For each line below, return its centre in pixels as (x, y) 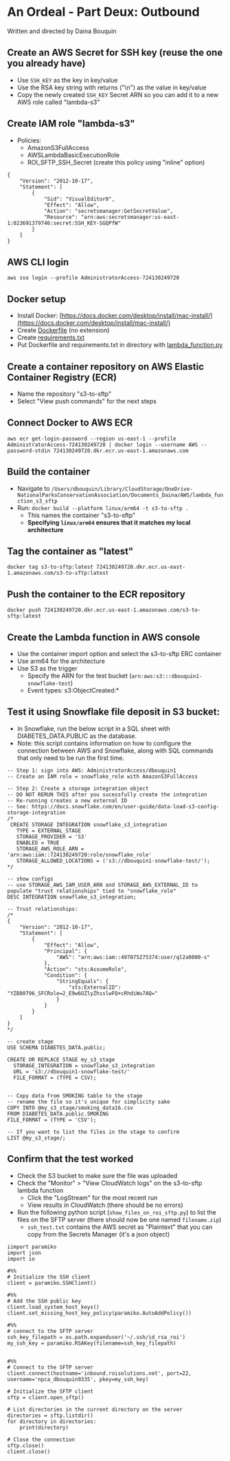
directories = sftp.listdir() (50, 1416)
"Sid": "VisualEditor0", (79, 199)
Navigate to (33, 488)
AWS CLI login (38, 262)
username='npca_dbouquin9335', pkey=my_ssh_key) (78, 1379)
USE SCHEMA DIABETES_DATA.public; (57, 1047)
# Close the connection (41, 1440)
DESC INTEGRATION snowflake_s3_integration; (72, 897)
